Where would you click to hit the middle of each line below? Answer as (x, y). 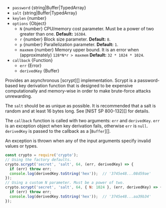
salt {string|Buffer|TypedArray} (45, 13)
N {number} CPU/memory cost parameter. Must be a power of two (87, 29)
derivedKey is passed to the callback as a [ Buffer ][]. (58, 131)
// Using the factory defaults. (38, 159)
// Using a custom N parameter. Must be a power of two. (65, 183)
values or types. (21, 146)
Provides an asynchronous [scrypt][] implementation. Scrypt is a (71, 80)
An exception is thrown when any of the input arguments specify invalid (78, 141)
